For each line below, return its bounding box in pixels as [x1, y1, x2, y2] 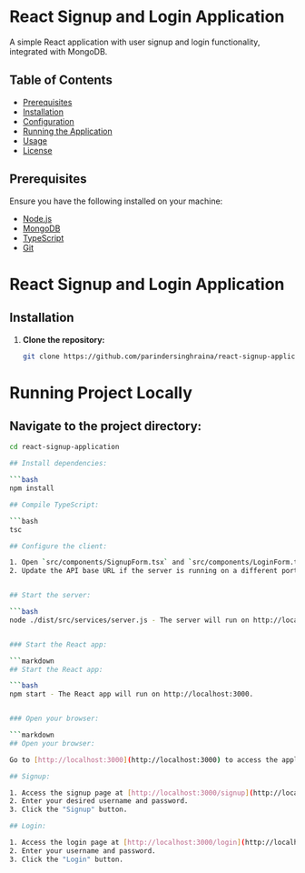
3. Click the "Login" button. [9, 855, 124, 864]
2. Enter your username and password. [9, 846, 156, 856]
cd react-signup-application [9, 443, 120, 452]
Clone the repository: [22, 334, 105, 345]
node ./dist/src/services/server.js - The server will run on [9, 616, 250, 625]
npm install [9, 484, 54, 493]
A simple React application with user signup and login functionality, [9, 36, 261, 47]
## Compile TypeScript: [9, 500, 100, 509]
